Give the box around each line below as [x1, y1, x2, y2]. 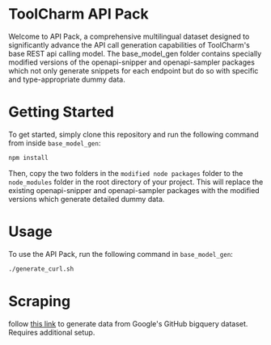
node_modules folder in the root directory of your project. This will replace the [8, 177, 264, 187]
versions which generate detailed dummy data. [8, 194, 165, 204]
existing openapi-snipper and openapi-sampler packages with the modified [8, 185, 260, 195]
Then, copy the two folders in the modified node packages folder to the [8, 168, 243, 178]
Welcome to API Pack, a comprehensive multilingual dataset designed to [8, 32, 250, 41]
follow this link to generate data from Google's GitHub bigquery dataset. [8, 318, 248, 328]
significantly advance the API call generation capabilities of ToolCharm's [8, 40, 251, 49]
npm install [8, 154, 49, 162]
